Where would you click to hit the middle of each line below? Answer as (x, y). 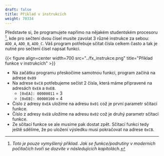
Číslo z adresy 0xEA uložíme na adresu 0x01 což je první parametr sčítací (85, 104)
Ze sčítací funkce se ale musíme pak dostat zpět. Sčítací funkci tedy (81, 124)
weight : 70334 (20, 18)
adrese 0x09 (24, 78)
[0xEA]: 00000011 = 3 (41, 93)
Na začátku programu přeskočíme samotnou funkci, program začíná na (84, 73)
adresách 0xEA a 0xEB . (34, 88)
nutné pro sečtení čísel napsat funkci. (43, 49)
